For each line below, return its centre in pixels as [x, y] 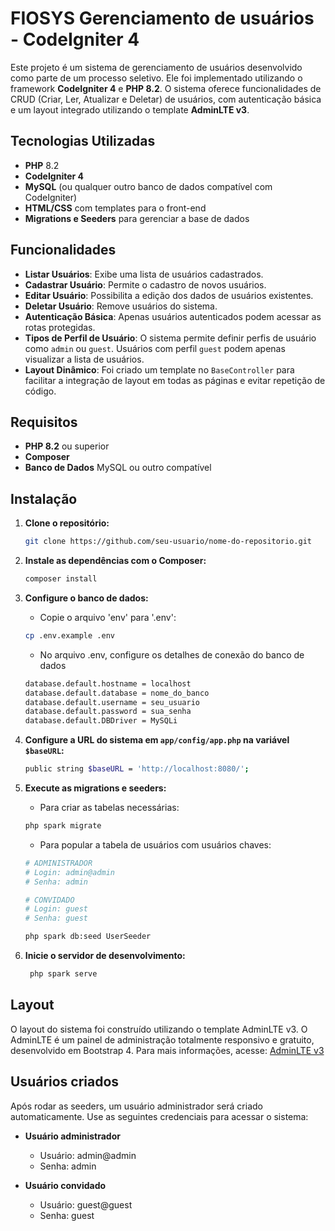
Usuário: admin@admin [88, 1155]
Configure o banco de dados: [86, 598]
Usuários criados [65, 1082]
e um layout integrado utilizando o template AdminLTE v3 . [130, 109]
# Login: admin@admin [69, 872]
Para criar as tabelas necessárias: [109, 808]
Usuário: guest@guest [86, 1204]
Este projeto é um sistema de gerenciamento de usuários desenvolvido [156, 67]
